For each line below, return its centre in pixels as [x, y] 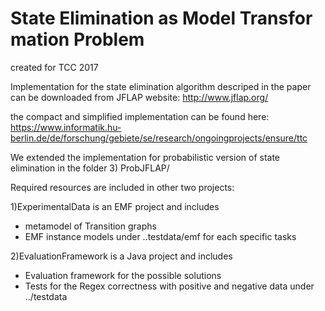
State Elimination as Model [123, 18]
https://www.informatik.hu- [66, 127]
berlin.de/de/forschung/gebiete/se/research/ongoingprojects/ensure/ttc [159, 138]
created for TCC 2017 [54, 67]
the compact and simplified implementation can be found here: [140, 116]
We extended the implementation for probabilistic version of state [145, 157]
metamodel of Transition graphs [90, 226]
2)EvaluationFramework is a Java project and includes [121, 256]
